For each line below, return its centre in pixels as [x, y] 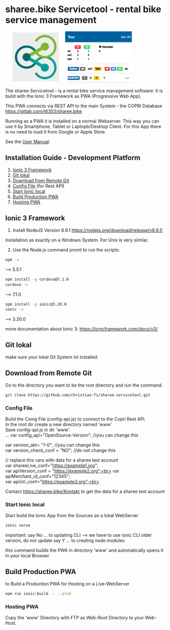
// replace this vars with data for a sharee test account [62, 460]
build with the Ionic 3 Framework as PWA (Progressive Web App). [73, 96]
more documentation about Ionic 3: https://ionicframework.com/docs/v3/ [81, 329]
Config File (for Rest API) [38, 186]
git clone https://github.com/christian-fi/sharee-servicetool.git [78, 395]
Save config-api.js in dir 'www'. [38, 430]
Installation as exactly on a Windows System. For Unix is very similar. [77, 240]
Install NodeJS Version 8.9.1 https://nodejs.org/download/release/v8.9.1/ [88, 230]
